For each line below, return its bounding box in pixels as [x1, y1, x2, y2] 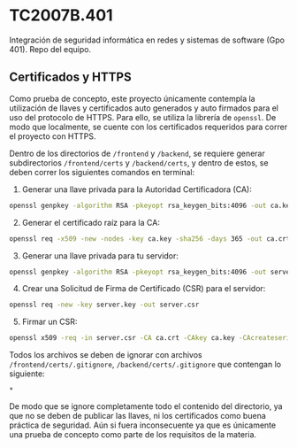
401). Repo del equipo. [9, 43, 91, 54]
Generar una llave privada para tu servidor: [21, 250, 179, 261]
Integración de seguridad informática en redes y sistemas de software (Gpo [9, 35, 286, 45]
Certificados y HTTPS [9, 70, 132, 85]
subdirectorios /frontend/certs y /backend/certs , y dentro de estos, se [9, 157, 269, 168]
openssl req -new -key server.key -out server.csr [9, 300, 200, 310]
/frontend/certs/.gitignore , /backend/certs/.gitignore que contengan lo [9, 359, 281, 370]
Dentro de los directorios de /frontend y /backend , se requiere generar [9, 148, 265, 158]
